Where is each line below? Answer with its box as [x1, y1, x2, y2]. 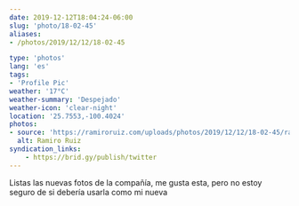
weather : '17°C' [9, 86, 69, 96]
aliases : [9, 29, 42, 38]
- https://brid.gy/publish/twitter [25, 153, 158, 162]
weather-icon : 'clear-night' [9, 103, 117, 112]
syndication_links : [9, 145, 82, 154]
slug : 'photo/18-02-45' [9, 21, 98, 30]
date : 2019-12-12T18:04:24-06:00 [9, 12, 133, 22]
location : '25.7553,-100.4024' [9, 112, 125, 121]
